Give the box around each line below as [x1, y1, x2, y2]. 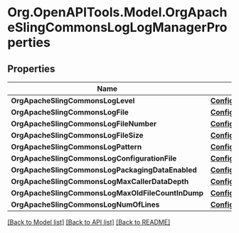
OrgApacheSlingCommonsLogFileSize [11, 131, 144, 140]
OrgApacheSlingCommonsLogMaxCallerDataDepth [11, 177, 189, 186]
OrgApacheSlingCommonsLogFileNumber [11, 119, 157, 129]
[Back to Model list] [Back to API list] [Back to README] [7, 218, 171, 226]
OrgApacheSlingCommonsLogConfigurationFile [11, 153, 177, 163]
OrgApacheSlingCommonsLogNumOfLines [11, 200, 160, 210]
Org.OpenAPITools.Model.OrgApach [7, 4, 228, 21]
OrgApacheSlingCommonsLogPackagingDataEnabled [11, 165, 197, 175]
